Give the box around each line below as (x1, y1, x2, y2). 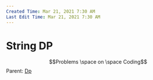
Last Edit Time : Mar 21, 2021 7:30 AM (6, 14, 100, 20)
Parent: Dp (6, 68, 32, 75)
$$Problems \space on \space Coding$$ (48, 58, 148, 65)
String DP (6, 39, 53, 53)
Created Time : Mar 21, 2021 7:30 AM (6, 8, 95, 15)
